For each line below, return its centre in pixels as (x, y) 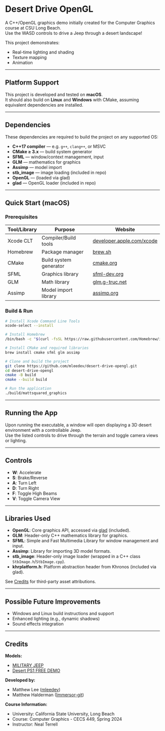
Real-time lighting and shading (43, 52)
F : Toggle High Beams (35, 493)
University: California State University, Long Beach (63, 714)
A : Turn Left (24, 483)
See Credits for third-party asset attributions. (51, 582)
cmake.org (105, 263)
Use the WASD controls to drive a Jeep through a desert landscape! (74, 33)
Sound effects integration (38, 624)
